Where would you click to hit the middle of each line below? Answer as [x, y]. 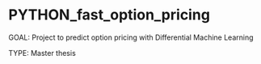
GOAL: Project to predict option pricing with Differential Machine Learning [131, 37]
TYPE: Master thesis [42, 53]
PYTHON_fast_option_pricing [109, 15]
